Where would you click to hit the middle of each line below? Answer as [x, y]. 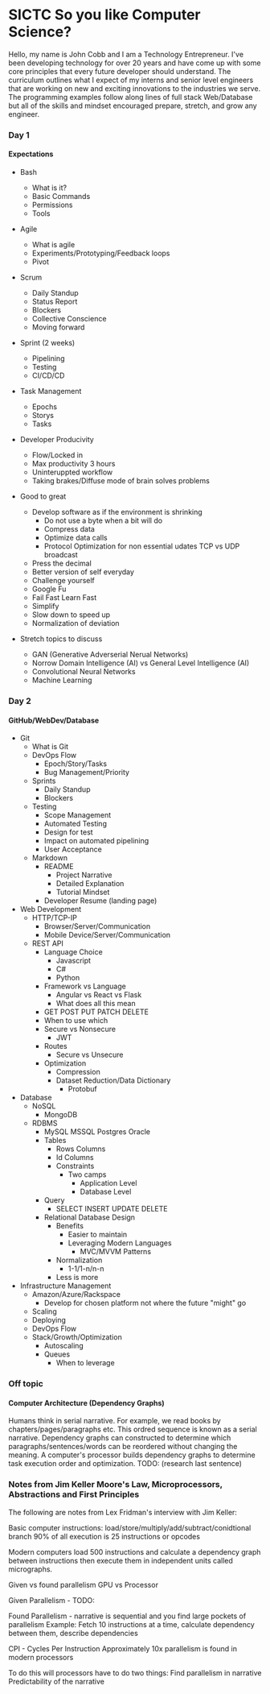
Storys [43, 416]
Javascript [73, 961]
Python [68, 978]
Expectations [31, 154]
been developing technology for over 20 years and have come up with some [135, 63]
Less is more [77, 1278]
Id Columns [75, 1158]
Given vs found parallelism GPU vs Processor [84, 1584]
